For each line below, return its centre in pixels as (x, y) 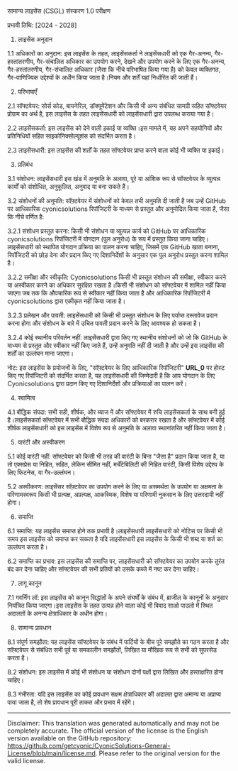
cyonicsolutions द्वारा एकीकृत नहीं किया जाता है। (67, 301)
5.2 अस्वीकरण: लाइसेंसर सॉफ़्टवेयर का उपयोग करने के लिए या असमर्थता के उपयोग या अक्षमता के (115, 487)
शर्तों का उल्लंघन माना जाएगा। (41, 354)
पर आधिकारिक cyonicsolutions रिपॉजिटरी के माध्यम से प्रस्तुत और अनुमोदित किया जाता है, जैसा (118, 209)
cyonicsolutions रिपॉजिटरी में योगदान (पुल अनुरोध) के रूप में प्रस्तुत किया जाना (99, 239)
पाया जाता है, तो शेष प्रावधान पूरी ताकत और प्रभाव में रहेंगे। (71, 702)
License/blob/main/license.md (51, 753)
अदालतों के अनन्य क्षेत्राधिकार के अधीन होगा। (57, 613)
